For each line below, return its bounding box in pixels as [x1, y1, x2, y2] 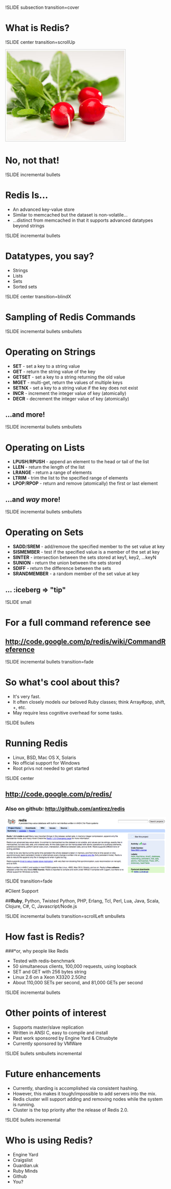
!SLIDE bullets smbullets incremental [5, 1050, 82, 1056]
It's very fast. [12, 693, 41, 699]
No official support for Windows [12, 759, 80, 766]
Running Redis [5, 738, 68, 749]
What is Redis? [5, 22, 70, 34]
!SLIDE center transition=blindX [5, 293, 71, 299]
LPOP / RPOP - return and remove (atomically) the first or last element [12, 480, 158, 487]
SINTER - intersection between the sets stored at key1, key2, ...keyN [12, 554, 157, 561]
